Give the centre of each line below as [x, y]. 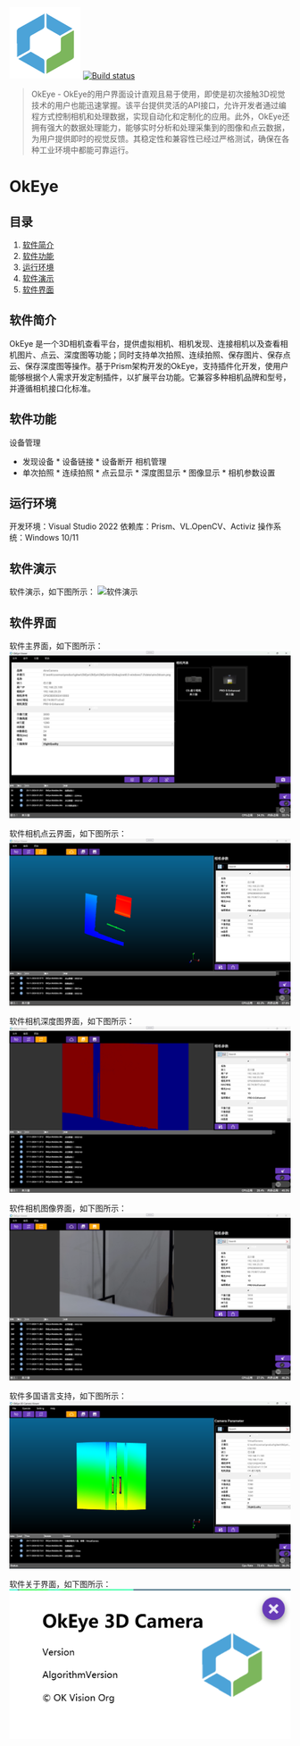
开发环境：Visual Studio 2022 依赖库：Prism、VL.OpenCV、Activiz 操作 [142, 526]
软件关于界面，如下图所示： [60, 1583]
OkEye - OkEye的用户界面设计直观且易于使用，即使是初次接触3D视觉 [158, 94]
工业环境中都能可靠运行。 [86, 150]
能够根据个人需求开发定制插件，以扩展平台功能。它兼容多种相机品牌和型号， [150, 377]
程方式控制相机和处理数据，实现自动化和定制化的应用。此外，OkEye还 [160, 116]
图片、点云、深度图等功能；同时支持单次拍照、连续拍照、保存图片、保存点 [154, 355]
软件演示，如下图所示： [52, 592]
